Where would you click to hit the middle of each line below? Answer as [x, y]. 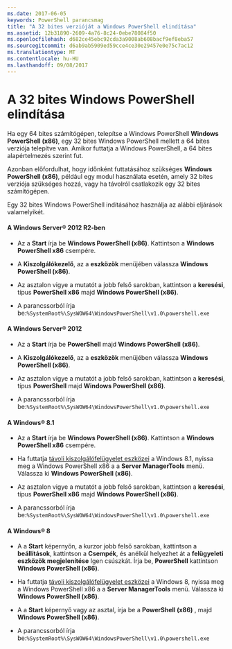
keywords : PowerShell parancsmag [55, 20]
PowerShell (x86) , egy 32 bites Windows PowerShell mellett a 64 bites [108, 141]
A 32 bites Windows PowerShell [101, 99]
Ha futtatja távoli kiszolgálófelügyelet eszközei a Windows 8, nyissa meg [121, 582]
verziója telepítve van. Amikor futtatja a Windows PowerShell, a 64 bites [110, 148]
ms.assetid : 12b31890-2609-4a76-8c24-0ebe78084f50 [82, 33]
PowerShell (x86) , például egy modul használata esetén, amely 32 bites [110, 176]
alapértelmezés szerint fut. [45, 155]
